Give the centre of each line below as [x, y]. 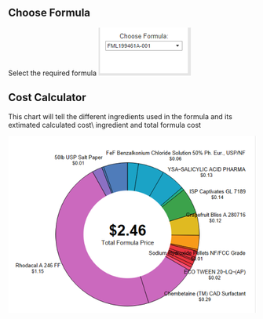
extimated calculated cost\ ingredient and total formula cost [105, 125]
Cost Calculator [47, 98]
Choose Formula [49, 13]
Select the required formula [52, 73]
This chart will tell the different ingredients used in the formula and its [121, 116]
